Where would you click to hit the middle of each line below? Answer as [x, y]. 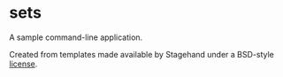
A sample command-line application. [76, 37]
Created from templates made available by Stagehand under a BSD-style [141, 54]
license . [23, 64]
